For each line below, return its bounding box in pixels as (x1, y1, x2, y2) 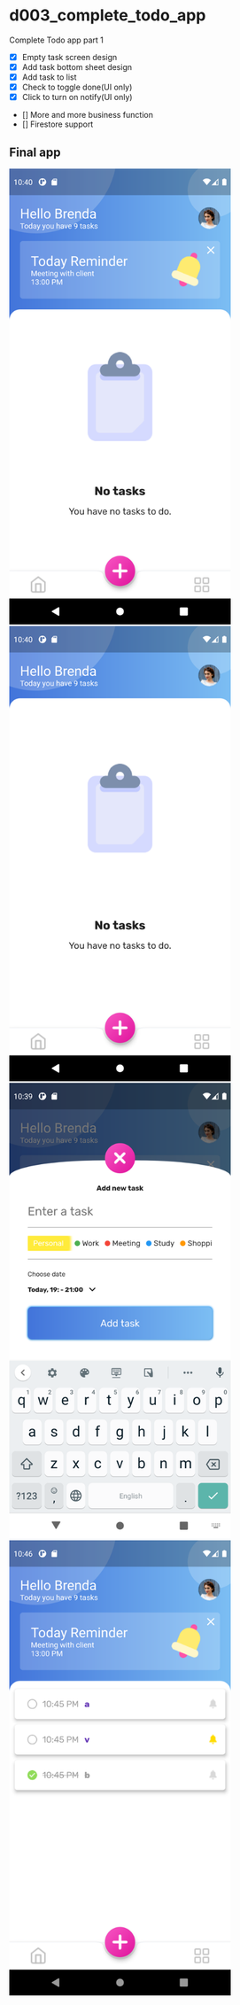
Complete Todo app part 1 (9, 35, 105, 45)
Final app (9, 144, 61, 159)
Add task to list (21, 72, 77, 82)
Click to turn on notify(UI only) (21, 92, 133, 103)
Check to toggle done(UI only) (21, 82, 133, 93)
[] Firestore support (21, 119, 94, 129)
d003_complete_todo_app (9, 5, 206, 26)
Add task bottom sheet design (21, 62, 133, 72)
